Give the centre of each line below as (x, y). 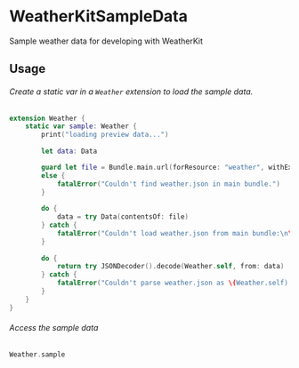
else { (53, 175)
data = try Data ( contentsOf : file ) (123, 217)
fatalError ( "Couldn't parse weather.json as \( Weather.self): (174, 283)
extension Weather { (48, 118)
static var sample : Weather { (81, 126)
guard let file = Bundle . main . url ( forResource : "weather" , (153, 167)
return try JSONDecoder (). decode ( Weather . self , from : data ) (170, 267)
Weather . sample (37, 354)
